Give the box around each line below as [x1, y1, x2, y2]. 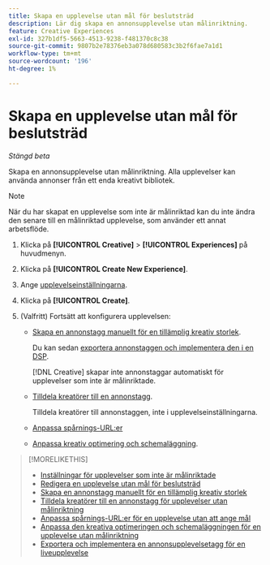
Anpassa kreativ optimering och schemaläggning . [32, 438, 199, 448]
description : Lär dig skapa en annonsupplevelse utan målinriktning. [8, 19, 249, 28]
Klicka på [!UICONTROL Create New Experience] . [19, 264, 188, 274]
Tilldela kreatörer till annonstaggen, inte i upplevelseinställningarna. [32, 407, 258, 416]
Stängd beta [8, 151, 50, 161]
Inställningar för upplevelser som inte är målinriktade [40, 470, 216, 480]
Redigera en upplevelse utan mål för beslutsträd [40, 478, 201, 488]
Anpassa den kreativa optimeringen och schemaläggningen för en [40, 521, 262, 532]
